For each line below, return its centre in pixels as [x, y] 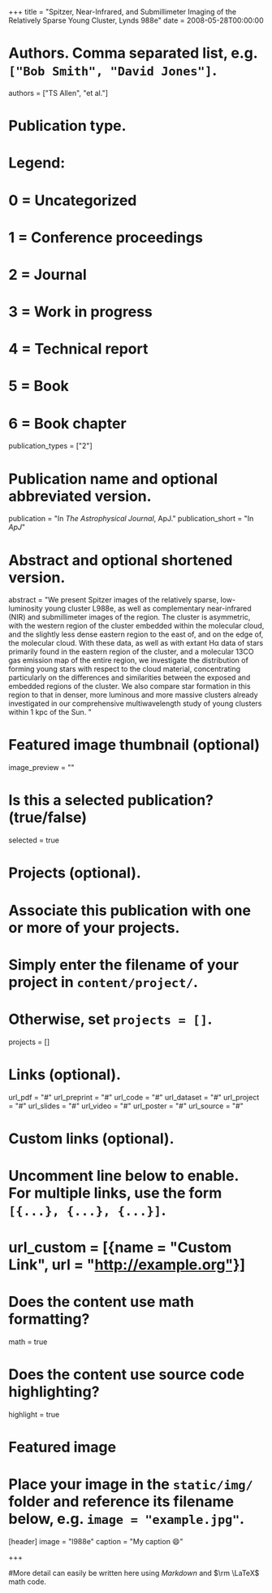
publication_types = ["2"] [50, 446]
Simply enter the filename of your [124, 965]
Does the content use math [101, 1302]
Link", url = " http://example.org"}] [127, 1265]
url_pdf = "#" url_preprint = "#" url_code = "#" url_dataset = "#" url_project [134, 1097]
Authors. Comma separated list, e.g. [133, 53]
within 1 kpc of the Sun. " [50, 712]
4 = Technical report [78, 349]
